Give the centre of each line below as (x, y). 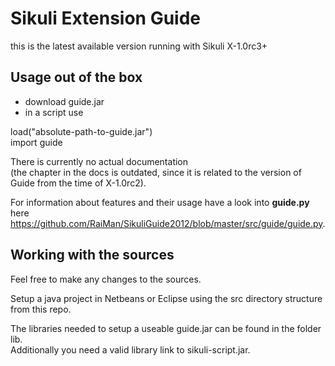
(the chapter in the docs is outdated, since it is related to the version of (156, 172)
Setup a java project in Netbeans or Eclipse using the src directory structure (166, 298)
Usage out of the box (76, 77)
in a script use (54, 112)
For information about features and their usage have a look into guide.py (160, 202)
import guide (36, 142)
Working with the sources (92, 255)
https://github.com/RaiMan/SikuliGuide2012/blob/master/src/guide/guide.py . (168, 223)
